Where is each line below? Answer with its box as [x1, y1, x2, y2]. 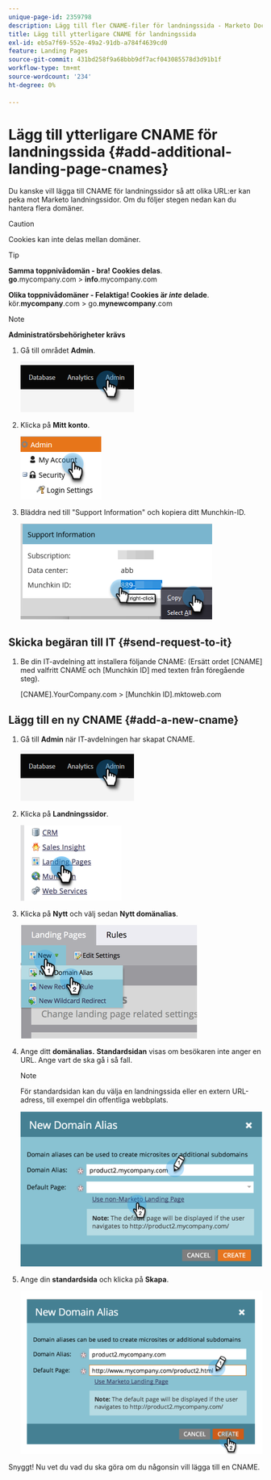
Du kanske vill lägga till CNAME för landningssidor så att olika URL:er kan [8, 186, 252, 196]
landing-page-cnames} [8, 160, 169, 178]
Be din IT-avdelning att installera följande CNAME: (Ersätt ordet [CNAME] [19, 657, 263, 667]
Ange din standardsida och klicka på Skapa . [19, 1274, 169, 1284]
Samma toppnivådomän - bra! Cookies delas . [8, 266, 163, 276]
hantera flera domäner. [8, 203, 85, 213]
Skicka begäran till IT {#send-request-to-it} [8, 635, 232, 649]
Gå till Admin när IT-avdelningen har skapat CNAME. [19, 734, 195, 744]
